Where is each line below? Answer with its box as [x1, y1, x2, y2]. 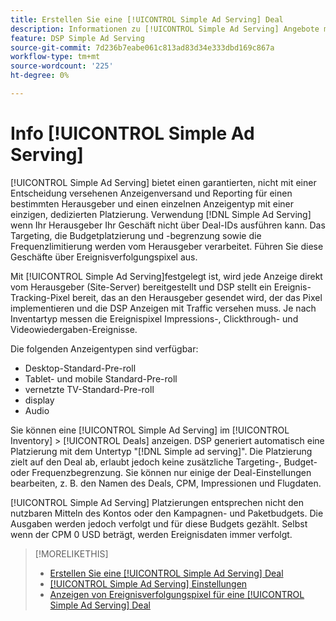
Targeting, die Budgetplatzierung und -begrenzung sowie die [10, 229, 262, 241]
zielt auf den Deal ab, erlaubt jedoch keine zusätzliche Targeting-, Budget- [10, 456, 318, 468]
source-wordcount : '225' [10, 61, 114, 71]
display [24, 394, 55, 406]
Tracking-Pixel [10, 291, 70, 303]
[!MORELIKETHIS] [34, 547, 109, 560]
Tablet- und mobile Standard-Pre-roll [24, 372, 178, 385]
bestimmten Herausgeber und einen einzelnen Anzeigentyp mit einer [10, 197, 294, 210]
